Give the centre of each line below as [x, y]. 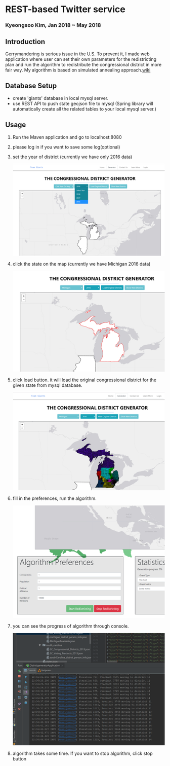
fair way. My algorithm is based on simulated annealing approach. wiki [78, 70]
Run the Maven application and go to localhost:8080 [67, 137]
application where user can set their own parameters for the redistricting [81, 59]
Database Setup [31, 86]
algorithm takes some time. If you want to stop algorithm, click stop [82, 753]
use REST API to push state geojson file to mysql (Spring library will [83, 103]
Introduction [25, 42]
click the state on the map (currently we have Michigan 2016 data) [81, 264]
